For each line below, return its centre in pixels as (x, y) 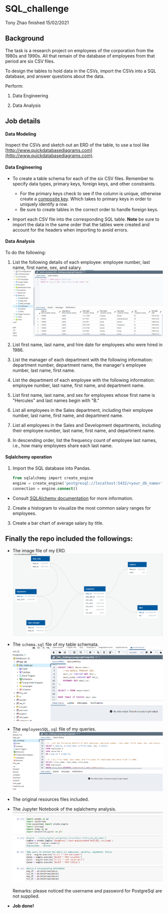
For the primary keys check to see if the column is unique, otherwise (90, 193)
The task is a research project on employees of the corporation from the (79, 50)
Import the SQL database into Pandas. (51, 468)
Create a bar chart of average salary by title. (58, 523)
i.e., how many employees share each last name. (62, 445)
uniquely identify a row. (44, 204)
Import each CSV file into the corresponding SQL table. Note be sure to (86, 219)
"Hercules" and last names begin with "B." (56, 400)
